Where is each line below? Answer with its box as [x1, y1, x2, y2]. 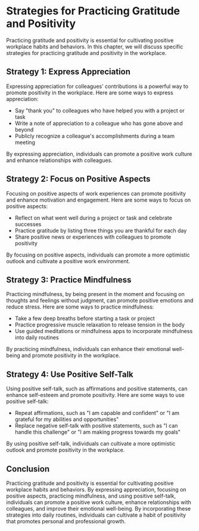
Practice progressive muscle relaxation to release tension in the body [14, 321, 185, 328]
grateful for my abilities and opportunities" [14, 416, 119, 423]
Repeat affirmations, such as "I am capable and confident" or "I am [14, 410, 180, 417]
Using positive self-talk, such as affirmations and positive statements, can [6, 385, 188, 392]
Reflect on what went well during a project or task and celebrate [14, 214, 173, 221]
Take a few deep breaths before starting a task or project [14, 315, 155, 322]
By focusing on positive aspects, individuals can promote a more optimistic [6, 251, 191, 258]
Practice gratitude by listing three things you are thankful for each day [14, 227, 187, 234]
